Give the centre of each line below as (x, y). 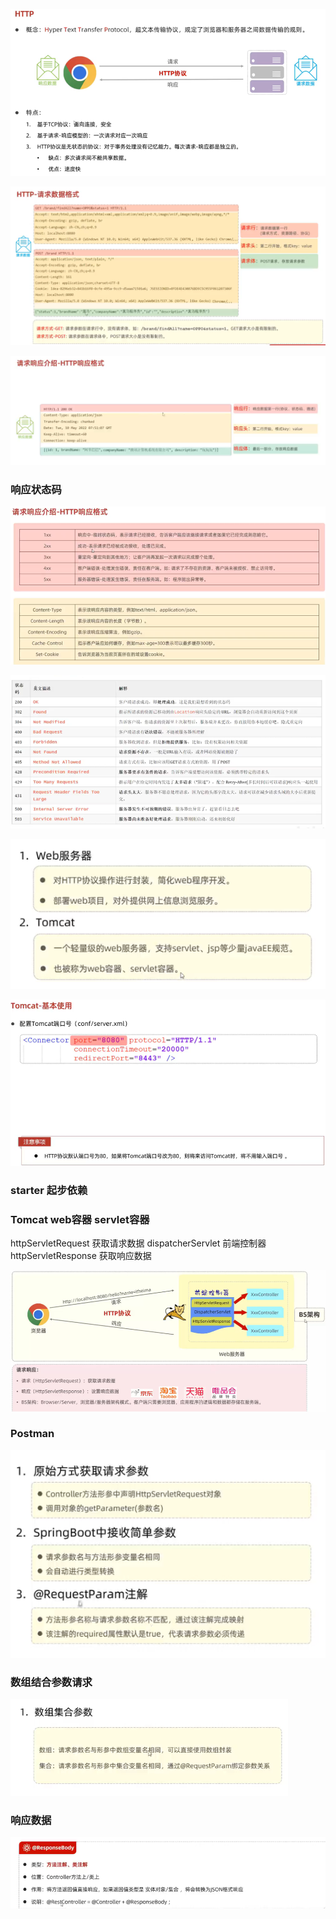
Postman (32, 1434)
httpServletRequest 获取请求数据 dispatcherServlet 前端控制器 (138, 1243)
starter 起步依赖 (49, 1190)
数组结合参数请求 (51, 1682)
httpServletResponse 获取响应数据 (81, 1256)
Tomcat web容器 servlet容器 (80, 1219)
